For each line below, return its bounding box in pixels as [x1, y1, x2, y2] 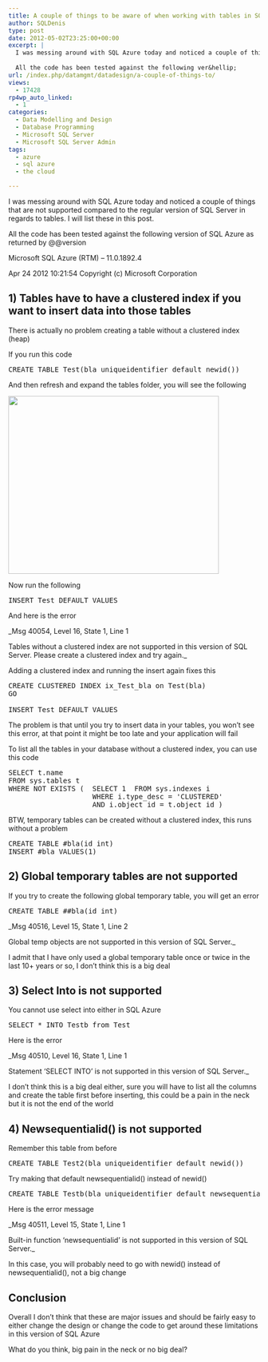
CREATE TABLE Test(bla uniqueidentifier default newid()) [8, 364, 240, 374]
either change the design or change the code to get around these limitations [8, 1320, 258, 1331]
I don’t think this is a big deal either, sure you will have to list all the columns [8, 1082, 257, 1092]
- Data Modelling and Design [15, 116, 112, 124]
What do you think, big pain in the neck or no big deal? [8, 1344, 187, 1355]
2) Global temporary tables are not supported [8, 870, 238, 883]
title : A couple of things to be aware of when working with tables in [8, 11, 251, 20]
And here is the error [8, 611, 77, 620]
